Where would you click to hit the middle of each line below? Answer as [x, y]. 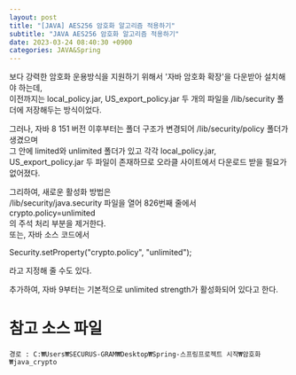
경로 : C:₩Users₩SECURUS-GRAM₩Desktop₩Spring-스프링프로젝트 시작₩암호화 [135, 355]
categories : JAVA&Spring [55, 51]
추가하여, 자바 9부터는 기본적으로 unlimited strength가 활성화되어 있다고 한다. [144, 290]
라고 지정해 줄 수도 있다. [51, 270]
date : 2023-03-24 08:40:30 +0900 [71, 42]
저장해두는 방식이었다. [63, 110]
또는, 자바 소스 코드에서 [50, 235]
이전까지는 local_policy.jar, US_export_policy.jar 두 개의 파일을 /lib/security [142, 99]
